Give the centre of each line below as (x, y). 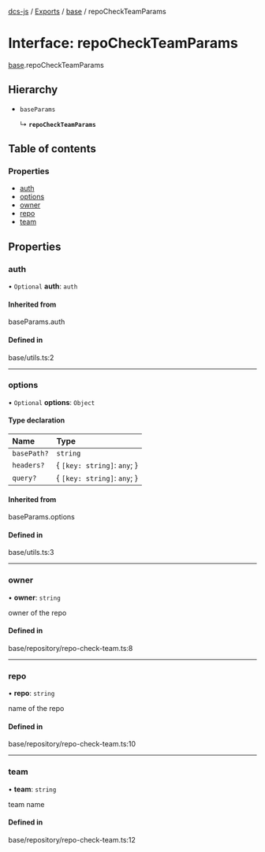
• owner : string (34, 597)
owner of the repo (37, 612)
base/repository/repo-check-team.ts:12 (72, 839)
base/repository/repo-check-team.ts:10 (72, 744)
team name (26, 804)
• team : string (32, 789)
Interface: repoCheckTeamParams (123, 43)
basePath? (30, 454)
